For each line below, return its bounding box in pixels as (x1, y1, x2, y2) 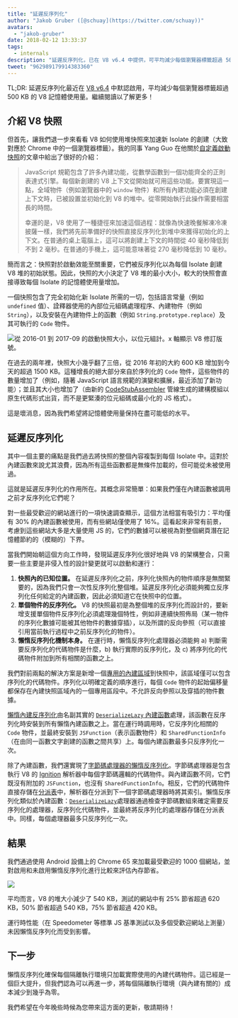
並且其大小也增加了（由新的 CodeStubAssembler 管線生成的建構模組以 (22, 385, 229, 393)
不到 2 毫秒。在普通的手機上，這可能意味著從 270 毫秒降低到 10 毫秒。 (24, 245, 231, 254)
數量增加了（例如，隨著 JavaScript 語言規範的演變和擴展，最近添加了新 (7, 376, 216, 385)
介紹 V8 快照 (7, 115, 62, 128)
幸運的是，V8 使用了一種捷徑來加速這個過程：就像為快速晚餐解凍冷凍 (24, 218, 228, 227)
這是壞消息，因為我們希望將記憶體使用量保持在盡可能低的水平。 (7, 409, 193, 418)
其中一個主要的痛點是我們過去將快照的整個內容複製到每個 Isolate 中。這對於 (7, 452, 229, 461)
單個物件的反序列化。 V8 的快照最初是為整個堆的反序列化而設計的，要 (17, 600, 222, 610)
